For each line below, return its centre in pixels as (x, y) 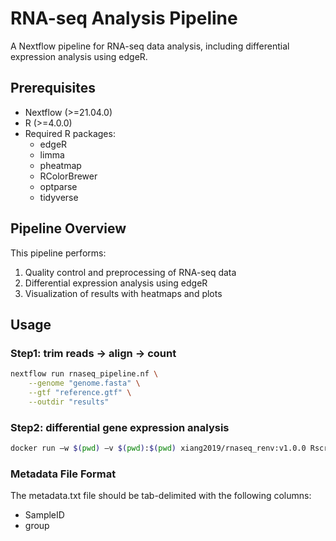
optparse (58, 186)
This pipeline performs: (58, 253)
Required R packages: (70, 133)
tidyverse (59, 197)
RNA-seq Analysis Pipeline (124, 18)
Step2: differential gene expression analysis (120, 427)
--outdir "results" (69, 402)
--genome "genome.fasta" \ (84, 383)
